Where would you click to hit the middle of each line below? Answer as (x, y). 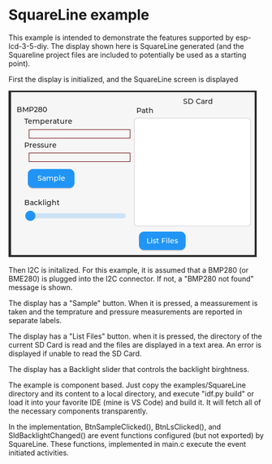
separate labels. (35, 320)
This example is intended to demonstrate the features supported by (121, 37)
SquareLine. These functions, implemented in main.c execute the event (127, 444)
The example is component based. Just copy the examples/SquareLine (127, 385)
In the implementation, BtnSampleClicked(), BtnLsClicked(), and (115, 427)
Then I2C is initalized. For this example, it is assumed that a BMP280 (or (129, 269)
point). (19, 63)
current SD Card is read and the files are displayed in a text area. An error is (135, 344)
